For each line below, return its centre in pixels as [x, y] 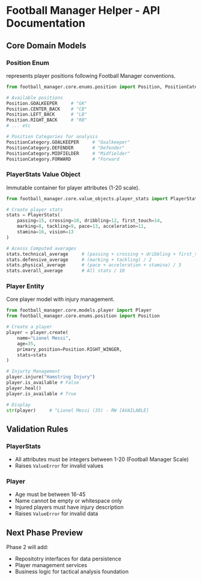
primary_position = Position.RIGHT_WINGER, [69, 349]
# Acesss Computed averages [41, 248]
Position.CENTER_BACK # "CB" [47, 109]
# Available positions [35, 98]
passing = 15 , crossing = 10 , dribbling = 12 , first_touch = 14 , [90, 221]
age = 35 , [26, 344]
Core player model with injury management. [60, 300]
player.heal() [24, 388]
